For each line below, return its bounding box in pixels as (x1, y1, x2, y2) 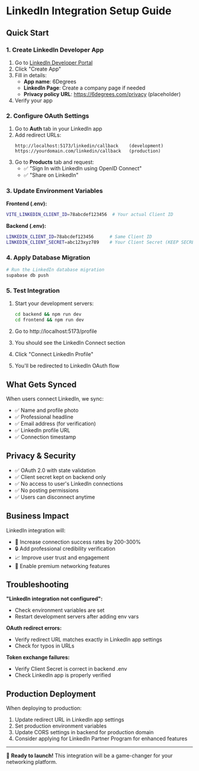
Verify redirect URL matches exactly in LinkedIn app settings (14, 636, 162, 643)
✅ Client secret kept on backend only (14, 473, 106, 480)
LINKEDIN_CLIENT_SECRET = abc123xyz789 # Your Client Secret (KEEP (6, 239, 179, 246)
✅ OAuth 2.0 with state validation (14, 467, 96, 474)
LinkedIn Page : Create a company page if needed (23, 84, 146, 91)
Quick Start (6, 28, 49, 38)
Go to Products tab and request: (14, 158, 94, 166)
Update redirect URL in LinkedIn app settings (14, 716, 124, 724)
